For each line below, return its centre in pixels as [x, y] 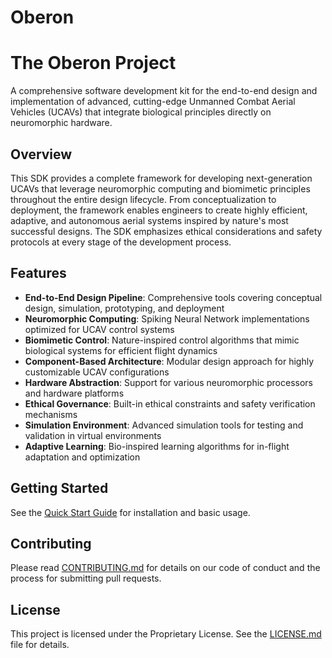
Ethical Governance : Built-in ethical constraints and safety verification [170, 403]
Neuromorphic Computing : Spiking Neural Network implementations [167, 318]
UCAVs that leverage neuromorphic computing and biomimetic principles [160, 188]
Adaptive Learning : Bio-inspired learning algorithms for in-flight [157, 446]
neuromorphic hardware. [61, 123]
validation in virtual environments [93, 435]
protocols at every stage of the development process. [121, 242]
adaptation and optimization [82, 457]
